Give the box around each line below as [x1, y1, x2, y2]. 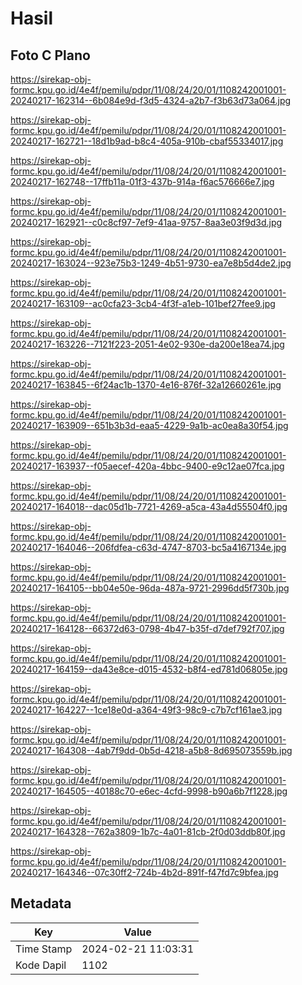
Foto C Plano [10, 47, 91, 64]
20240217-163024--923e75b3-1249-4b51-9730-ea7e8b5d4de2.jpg [10, 257, 292, 269]
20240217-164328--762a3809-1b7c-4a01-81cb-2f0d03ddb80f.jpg [10, 826, 286, 837]
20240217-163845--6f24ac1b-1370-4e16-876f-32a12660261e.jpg [10, 379, 282, 391]
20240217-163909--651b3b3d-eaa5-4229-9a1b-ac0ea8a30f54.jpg [10, 420, 289, 431]
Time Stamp [15, 942, 73, 956]
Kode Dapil [15, 958, 67, 972]
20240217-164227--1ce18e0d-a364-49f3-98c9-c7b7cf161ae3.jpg [10, 704, 283, 716]
